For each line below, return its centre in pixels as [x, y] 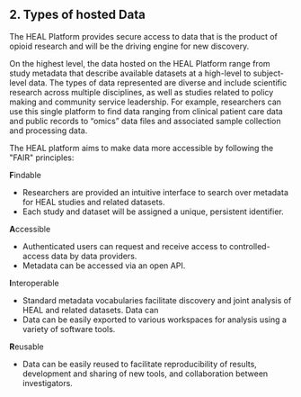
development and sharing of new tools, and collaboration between [145, 374]
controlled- [250, 246]
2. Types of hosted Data [77, 15]
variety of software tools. [69, 329]
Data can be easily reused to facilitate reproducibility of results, [140, 364]
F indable [26, 175]
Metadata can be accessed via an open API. [104, 266]
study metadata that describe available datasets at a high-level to [130, 73]
